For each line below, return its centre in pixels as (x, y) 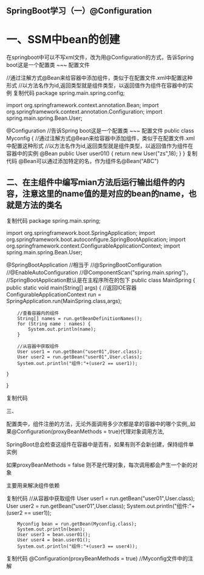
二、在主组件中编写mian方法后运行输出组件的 (92, 182)
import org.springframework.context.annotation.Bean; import (83, 105)
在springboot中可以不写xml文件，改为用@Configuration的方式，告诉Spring (100, 57)
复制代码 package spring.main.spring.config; (69, 93)
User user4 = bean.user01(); (54, 540)
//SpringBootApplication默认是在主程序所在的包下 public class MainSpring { (101, 280)
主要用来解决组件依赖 (33, 486)
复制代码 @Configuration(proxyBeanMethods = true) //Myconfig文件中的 (97, 559)
